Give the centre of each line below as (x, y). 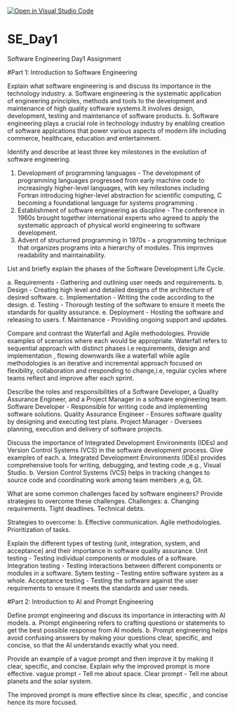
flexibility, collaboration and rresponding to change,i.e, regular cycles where (117, 370)
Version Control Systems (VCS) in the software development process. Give (115, 450)
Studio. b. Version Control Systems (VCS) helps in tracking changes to (109, 472)
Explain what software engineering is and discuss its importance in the (109, 86)
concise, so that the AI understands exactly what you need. (93, 645)
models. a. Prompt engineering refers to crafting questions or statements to (116, 623)
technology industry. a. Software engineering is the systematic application (115, 93)
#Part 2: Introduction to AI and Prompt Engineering (81, 602)
